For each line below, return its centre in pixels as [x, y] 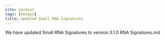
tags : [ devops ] [21, 14]
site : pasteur [20, 10]
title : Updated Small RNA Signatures [44, 19]
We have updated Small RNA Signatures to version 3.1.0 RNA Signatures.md [82, 33]
